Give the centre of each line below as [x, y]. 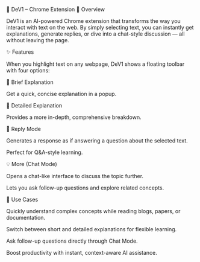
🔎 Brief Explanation [30, 82]
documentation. [26, 218]
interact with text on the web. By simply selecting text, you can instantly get [100, 27]
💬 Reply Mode [23, 129]
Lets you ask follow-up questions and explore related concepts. [85, 188]
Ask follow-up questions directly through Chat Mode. [72, 241]
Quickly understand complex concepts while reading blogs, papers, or [93, 211]
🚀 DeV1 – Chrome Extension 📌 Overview [56, 9]
